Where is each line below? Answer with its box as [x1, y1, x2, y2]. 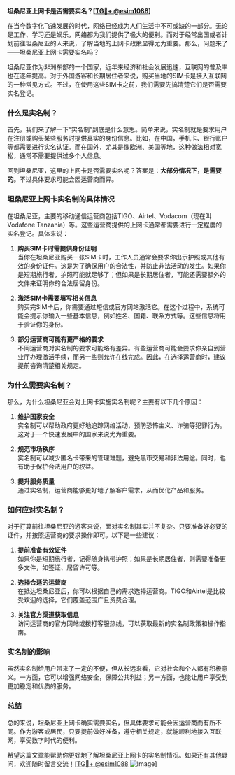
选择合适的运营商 [17, 578, 67, 587]
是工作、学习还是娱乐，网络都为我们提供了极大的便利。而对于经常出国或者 [7, 31, 222, 38]
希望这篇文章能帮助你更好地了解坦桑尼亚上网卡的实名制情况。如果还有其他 [7, 751, 222, 759]
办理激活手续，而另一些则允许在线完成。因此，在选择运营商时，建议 [29, 353, 226, 361]
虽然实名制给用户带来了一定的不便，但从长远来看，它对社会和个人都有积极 [7, 664, 222, 673]
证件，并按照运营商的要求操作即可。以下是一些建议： [7, 531, 161, 539]
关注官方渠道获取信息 [17, 611, 79, 619]
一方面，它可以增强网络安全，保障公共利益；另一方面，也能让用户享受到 [19, 673, 228, 681]
